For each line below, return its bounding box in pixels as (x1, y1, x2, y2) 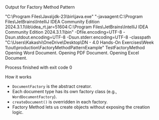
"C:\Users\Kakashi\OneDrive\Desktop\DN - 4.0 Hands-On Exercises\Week (5, 40, 154, 45)
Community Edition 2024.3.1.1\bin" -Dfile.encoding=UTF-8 (5, 29, 122, 35)
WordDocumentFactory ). (12, 94, 57, 100)
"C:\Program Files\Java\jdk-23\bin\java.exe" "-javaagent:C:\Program (5, 14, 143, 19)
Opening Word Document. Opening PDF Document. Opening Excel (5, 50, 139, 56)
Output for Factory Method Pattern (5, 4, 75, 10)
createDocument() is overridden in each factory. (12, 99, 108, 104)
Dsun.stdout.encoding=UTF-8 (5, 34, 66, 40)
